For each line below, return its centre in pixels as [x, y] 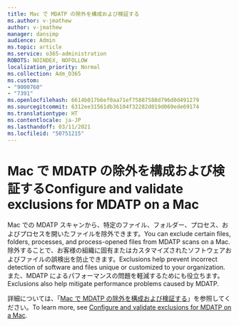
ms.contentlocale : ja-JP [44, 120]
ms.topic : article [35, 47]
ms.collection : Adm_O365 [44, 73]
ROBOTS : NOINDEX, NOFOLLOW [47, 61]
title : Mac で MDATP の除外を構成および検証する [73, 14]
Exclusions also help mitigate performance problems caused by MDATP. [113, 284]
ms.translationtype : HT [43, 113]
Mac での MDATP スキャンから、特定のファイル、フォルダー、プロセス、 [115, 225]
